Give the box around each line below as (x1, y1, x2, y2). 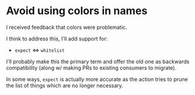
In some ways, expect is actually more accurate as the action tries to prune (6, 76, 188, 83)
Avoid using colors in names (6, 4, 148, 18)
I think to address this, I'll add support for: (6, 35, 108, 42)
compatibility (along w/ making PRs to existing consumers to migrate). (6, 64, 177, 71)
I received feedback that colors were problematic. (6, 24, 128, 31)
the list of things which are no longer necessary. (6, 81, 123, 89)
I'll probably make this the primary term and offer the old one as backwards (6, 58, 190, 65)
